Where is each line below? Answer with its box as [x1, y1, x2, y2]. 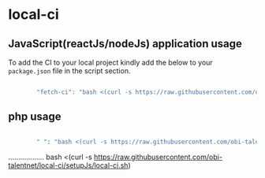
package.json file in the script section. [8, 66, 131, 76]
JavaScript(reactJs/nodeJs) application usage [8, 37, 243, 50]
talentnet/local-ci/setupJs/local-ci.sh [8, 160, 129, 170]
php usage [8, 110, 62, 124]
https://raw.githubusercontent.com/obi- [93, 152, 223, 161]
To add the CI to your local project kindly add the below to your [8, 57, 213, 67]
